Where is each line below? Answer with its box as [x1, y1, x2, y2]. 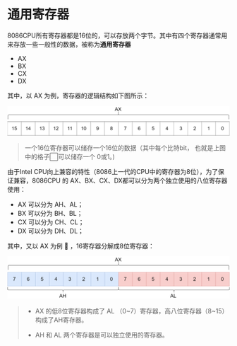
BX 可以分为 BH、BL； [17, 209, 83, 218]
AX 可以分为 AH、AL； [17, 200, 84, 209]
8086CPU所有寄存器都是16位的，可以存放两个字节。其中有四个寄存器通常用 [7, 31, 228, 40]
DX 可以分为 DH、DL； [17, 227, 85, 236]
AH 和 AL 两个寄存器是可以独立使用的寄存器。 [35, 330, 169, 339]
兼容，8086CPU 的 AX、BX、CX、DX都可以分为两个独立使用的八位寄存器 [13, 176, 228, 185]
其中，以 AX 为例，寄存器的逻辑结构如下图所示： [7, 91, 150, 100]
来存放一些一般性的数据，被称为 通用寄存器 [7, 40, 131, 48]
